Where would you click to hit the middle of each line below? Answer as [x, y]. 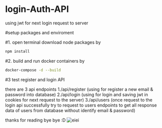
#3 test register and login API [35, 79]
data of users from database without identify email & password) [70, 110]
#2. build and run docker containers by [45, 61]
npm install [17, 51]
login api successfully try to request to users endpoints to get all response [81, 105]
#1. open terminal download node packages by [53, 42]
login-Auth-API [37, 9]
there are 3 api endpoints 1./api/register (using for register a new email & [79, 89]
